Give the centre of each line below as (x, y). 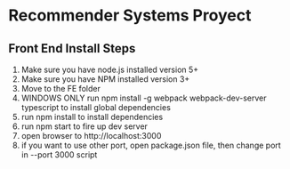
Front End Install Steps (72, 48)
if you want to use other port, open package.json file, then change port (151, 145)
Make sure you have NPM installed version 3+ (105, 79)
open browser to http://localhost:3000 (91, 136)
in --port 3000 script (59, 155)
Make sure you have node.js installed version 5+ (110, 69)
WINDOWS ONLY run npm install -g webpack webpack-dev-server (144, 98)
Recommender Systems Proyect (130, 16)
